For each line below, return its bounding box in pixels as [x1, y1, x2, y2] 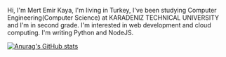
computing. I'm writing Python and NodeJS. [7, 28, 134, 37]
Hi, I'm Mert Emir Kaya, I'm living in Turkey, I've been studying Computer [7, 6, 217, 14]
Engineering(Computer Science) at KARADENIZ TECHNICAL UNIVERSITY [7, 13, 220, 22]
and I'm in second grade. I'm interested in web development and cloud [7, 21, 212, 29]
